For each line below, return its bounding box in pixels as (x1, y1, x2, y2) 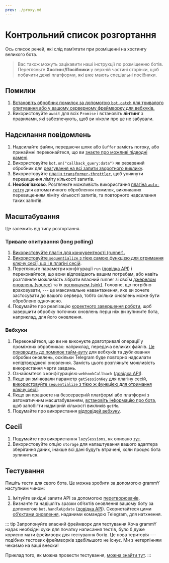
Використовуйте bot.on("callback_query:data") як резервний (12, 160, 145, 166)
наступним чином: (5, 485, 45, 491)
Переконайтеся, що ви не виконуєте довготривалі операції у (12, 338, 143, 344)
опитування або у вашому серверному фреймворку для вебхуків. (12, 105, 155, 111)
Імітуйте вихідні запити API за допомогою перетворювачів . (12, 495, 140, 501)
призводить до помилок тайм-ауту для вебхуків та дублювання (12, 349, 150, 355)
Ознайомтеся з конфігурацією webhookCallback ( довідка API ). (12, 370, 143, 376)
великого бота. (5, 51, 38, 57)
